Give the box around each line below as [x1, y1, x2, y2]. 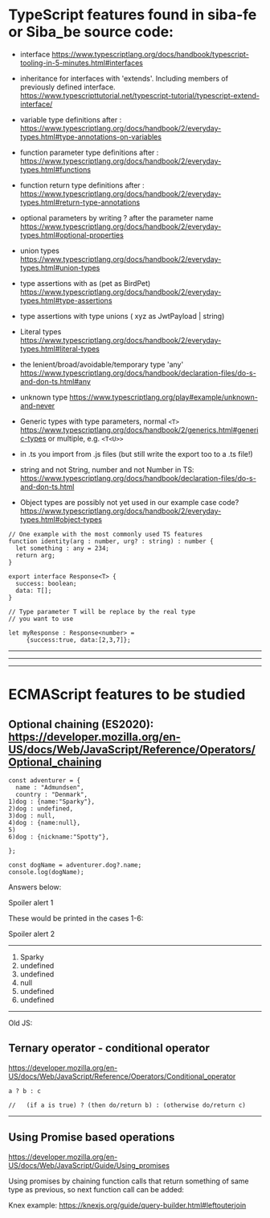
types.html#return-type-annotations [19, 197, 141, 207]
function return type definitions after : [19, 180, 145, 190]
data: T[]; [15, 586, 52, 594]
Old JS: [8, 1017, 33, 1028]
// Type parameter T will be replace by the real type [8, 607, 196, 615]
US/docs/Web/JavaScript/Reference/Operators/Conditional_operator [8, 1071, 236, 1081]
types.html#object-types [19, 514, 103, 524]
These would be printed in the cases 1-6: [8, 913, 144, 923]
